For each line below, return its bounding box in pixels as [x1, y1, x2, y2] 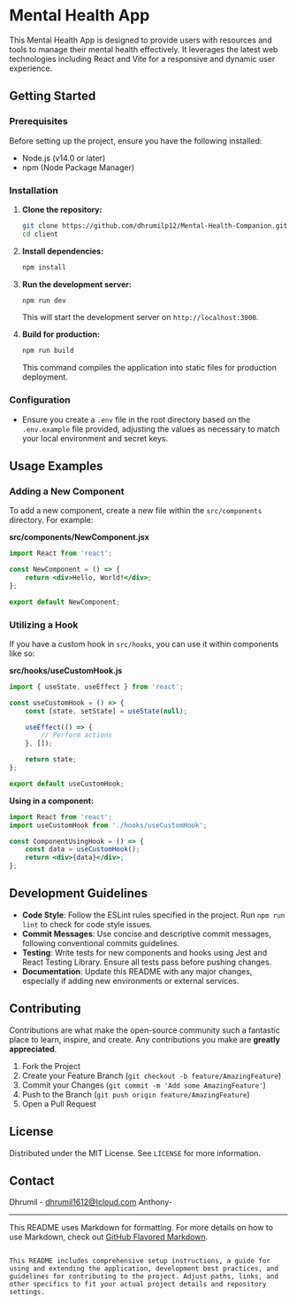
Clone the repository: [21, 204, 103, 215]
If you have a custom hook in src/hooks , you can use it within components [9, 638, 279, 649]
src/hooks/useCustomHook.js [9, 665, 123, 676]
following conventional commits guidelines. [21, 937, 179, 949]
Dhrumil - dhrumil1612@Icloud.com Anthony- [9, 1197, 172, 1207]
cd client [21, 230, 59, 238]
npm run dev [21, 296, 66, 305]
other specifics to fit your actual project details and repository [9, 1280, 267, 1289]
